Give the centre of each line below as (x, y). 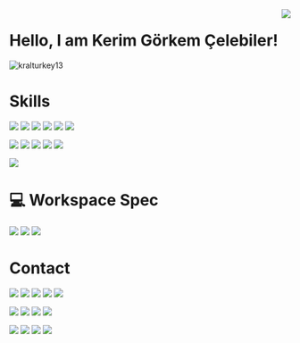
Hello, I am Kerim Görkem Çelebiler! (144, 41)
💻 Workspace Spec (84, 201)
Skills (30, 101)
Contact (40, 268)
